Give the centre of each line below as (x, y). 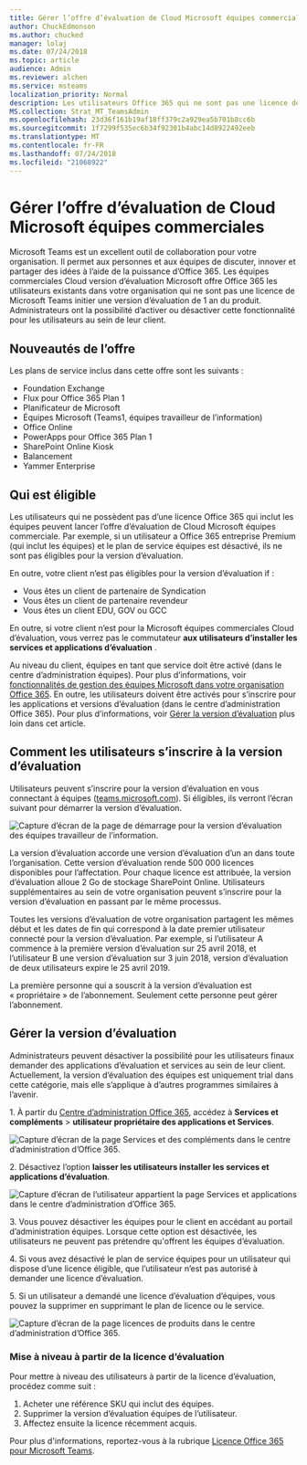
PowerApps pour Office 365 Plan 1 (87, 437)
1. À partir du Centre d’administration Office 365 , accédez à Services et (144, 1112)
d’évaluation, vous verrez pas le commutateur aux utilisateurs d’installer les (153, 638)
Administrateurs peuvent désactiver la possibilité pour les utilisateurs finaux (152, 1055)
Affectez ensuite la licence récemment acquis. (110, 1423)
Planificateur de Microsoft (71, 408)
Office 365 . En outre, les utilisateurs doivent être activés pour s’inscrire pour (153, 694)
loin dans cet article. (48, 723)
